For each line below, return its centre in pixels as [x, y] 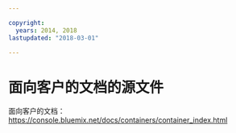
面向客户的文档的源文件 [86, 87]
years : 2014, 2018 [47, 30]
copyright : [27, 23]
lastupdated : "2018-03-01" [54, 38]
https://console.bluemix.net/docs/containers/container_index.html [118, 120]
